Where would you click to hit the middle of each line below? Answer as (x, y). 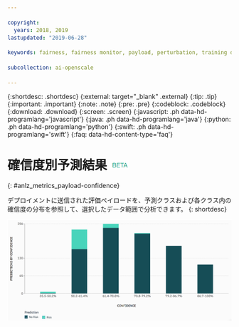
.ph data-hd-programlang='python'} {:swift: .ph (77, 126)
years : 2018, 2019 (41, 30)
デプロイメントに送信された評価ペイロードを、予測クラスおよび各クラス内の (119, 200)
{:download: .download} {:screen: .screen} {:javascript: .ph (94, 111)
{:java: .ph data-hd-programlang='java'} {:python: (158, 119)
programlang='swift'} (38, 134)
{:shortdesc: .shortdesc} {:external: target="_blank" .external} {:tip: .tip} (112, 96)
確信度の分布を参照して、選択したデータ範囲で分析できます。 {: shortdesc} (117, 209)
